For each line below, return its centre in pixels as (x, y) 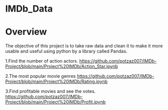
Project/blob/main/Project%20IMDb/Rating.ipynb (57, 82)
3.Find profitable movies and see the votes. (51, 91)
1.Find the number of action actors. (42, 61)
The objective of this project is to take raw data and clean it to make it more (84, 46)
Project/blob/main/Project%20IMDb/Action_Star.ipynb (62, 67)
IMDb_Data (29, 9)
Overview (26, 32)
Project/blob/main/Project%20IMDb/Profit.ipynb (56, 102)
